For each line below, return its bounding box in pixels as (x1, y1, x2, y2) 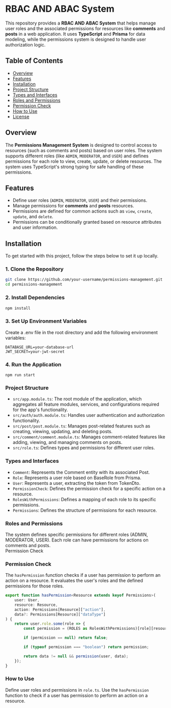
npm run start (5, 372, 36, 377)
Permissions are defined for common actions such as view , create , (12, 208, 153, 215)
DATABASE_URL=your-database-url (5, 344, 74, 350)
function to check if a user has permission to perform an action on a (5, 692, 148, 698)
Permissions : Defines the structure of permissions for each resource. (12, 507, 157, 513)
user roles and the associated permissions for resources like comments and (5, 25, 165, 31)
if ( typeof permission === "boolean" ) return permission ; (23, 645, 149, 650)
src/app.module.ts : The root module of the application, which (12, 396, 142, 402)
